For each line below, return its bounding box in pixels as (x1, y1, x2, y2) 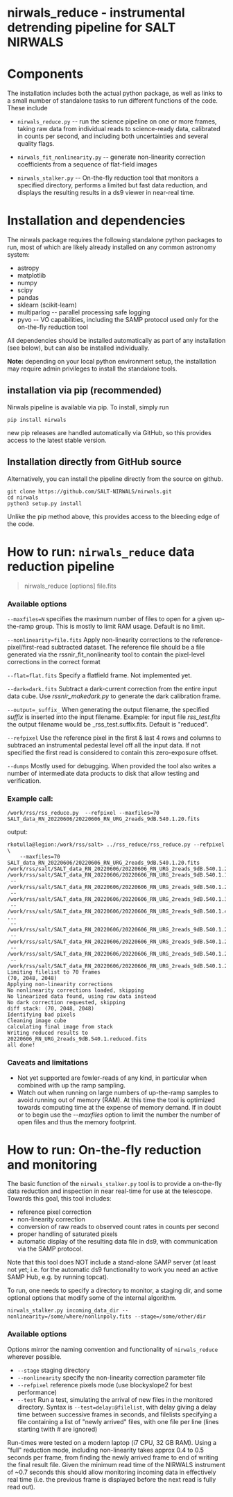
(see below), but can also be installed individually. (7, 344, 150, 352)
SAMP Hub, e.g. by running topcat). (7, 1273, 109, 1281)
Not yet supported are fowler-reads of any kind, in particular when (17, 1074, 207, 1082)
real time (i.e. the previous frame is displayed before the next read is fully (7, 1475, 216, 1483)
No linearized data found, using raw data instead (7, 993, 157, 1000)
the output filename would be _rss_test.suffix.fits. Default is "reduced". (7, 720, 209, 728)
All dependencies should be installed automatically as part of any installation (7, 337, 226, 345)
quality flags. (17, 139, 55, 148)
